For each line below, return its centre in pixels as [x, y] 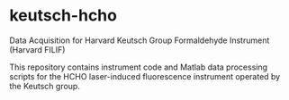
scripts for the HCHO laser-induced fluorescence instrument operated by [145, 76]
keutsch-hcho [63, 16]
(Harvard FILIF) [37, 49]
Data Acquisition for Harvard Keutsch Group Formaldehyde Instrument [140, 40]
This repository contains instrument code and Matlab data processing [139, 67]
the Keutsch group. [45, 86]
